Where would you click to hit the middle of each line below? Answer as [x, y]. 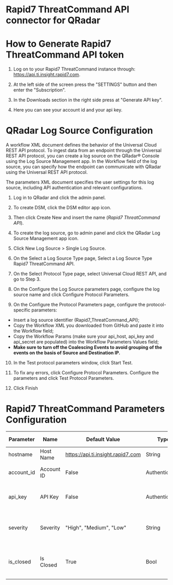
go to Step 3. [27, 279]
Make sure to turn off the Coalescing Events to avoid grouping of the [88, 348]
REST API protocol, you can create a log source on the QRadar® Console [83, 156]
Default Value [103, 439]
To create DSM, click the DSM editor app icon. [62, 208]
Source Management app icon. [46, 239]
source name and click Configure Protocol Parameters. [71, 295]
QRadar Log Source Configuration [80, 131]
